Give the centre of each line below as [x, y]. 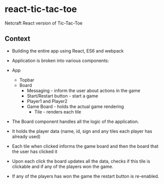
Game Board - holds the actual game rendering [75, 106]
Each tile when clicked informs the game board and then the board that [85, 146]
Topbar [27, 80]
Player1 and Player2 [47, 101]
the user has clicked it [35, 151]
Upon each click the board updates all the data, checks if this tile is [81, 161]
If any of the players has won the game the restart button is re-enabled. [85, 176]
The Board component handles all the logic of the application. [75, 121]
